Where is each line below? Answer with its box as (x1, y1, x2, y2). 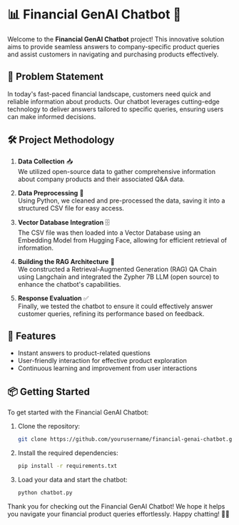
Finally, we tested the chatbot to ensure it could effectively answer (17, 302, 213, 310)
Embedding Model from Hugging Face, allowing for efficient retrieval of (17, 235, 227, 244)
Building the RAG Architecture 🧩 (17, 257, 116, 265)
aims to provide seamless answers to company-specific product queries (7, 42, 220, 51)
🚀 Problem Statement (7, 71, 104, 83)
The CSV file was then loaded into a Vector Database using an (17, 228, 201, 237)
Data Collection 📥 (17, 157, 73, 165)
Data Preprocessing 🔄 (17, 188, 84, 197)
